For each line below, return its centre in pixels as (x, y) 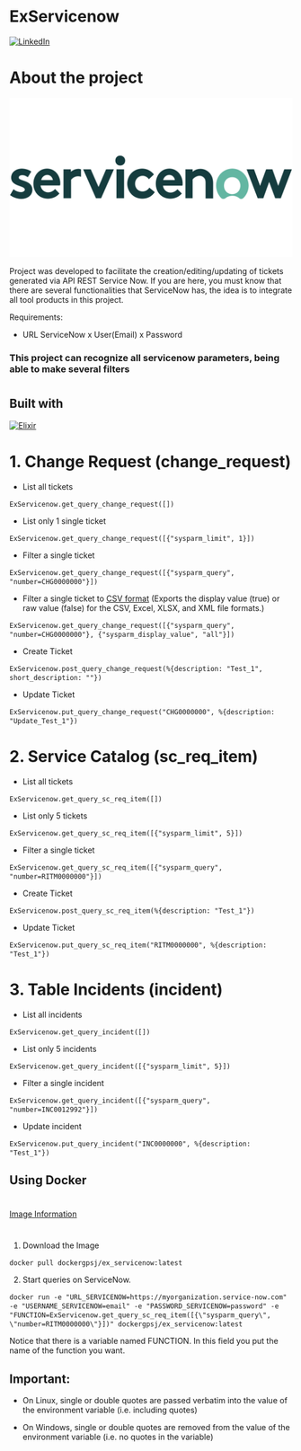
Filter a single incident (63, 1083)
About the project (76, 78)
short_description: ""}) (56, 677)
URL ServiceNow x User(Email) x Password (102, 335)
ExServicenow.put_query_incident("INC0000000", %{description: (130, 1144)
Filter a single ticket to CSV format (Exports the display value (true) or (151, 598)
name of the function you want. (67, 1350)
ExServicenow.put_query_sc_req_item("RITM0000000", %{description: (138, 945)
